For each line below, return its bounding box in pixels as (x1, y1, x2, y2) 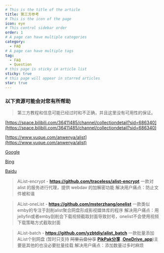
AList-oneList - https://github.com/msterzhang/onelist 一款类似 (17, 201, 150, 207)
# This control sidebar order (5, 26, 67, 31)
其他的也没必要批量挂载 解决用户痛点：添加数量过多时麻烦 (26, 242, 144, 248)
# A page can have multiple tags (5, 48, 74, 53)
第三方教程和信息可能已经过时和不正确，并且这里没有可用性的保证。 (17, 109, 156, 116)
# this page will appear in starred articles (5, 76, 100, 81)
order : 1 (5, 30, 23, 35)
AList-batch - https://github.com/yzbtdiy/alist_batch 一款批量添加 (17, 230, 155, 236)
